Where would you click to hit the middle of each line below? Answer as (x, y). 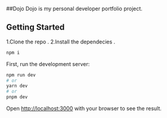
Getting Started (35, 27)
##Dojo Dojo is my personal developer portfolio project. (75, 9)
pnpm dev (17, 97)
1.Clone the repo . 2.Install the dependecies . (61, 42)
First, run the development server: (48, 64)
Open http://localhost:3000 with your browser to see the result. (84, 108)
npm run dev (21, 75)
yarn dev (17, 86)
